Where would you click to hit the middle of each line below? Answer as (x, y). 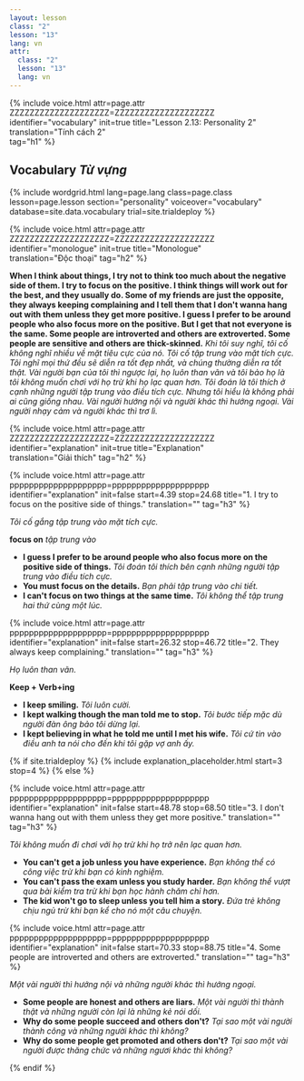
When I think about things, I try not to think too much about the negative (148, 275)
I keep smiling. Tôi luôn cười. (77, 705)
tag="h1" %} (33, 141)
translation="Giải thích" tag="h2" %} (78, 457)
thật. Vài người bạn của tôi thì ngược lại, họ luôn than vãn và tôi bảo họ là (147, 372)
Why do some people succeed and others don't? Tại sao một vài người (157, 1021)
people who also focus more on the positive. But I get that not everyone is (151, 324)
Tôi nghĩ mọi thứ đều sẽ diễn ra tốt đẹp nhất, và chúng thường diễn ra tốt (146, 362)
